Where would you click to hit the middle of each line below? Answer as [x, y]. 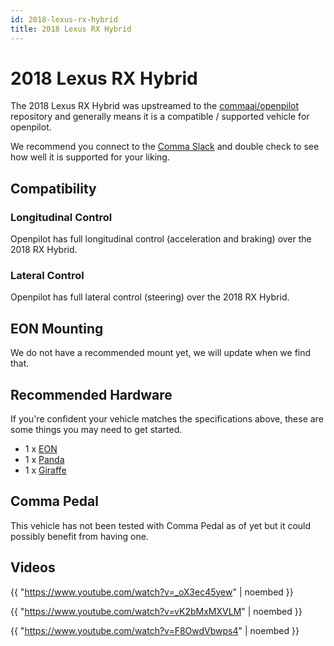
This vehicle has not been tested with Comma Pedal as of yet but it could [161, 525]
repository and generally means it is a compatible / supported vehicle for [160, 117]
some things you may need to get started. [96, 430]
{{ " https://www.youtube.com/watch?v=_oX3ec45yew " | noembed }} [152, 592]
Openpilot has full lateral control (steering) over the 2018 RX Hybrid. [150, 297]
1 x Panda [44, 460]
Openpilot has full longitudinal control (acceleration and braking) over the [161, 239]
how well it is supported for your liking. [90, 157]
